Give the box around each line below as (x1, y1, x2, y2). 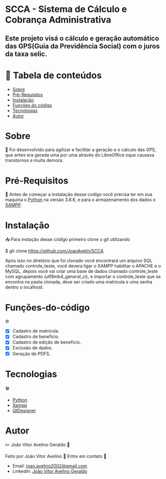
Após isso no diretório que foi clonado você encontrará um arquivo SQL (5, 257, 153, 263)
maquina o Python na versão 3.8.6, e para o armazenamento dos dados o (5, 196, 156, 203)
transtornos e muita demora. (5, 157, 64, 163)
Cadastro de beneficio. (12, 333, 60, 339)
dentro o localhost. (5, 284, 44, 290)
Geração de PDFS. (12, 350, 51, 356)
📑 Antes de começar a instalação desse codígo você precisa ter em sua (5, 191, 153, 197)
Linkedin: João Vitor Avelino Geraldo (12, 468, 87, 474)
